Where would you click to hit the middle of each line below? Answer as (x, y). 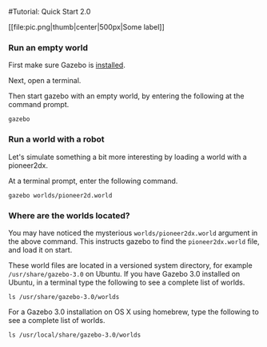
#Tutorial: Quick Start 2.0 (50, 12)
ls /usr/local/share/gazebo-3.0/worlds (75, 335)
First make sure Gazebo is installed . (67, 65)
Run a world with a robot (57, 139)
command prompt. (39, 105)
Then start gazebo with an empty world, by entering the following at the (126, 96)
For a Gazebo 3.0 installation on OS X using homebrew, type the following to (134, 312)
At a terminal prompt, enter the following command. (93, 181)
